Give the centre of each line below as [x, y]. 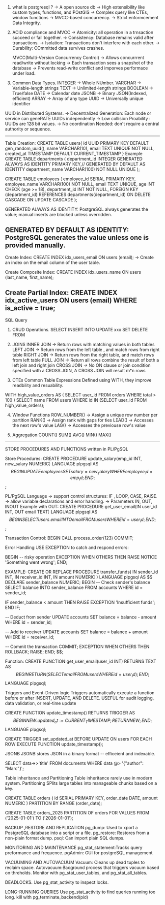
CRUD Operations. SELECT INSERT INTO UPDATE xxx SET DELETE [80, 329]
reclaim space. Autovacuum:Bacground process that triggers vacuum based [82, 867]
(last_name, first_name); [29, 277]
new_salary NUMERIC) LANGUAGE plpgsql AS [52, 464]
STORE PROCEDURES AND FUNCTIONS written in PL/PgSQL [67, 449]
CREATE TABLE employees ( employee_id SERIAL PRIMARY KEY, [70, 179]
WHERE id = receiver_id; [30, 637]
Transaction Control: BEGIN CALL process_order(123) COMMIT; [69, 538]
